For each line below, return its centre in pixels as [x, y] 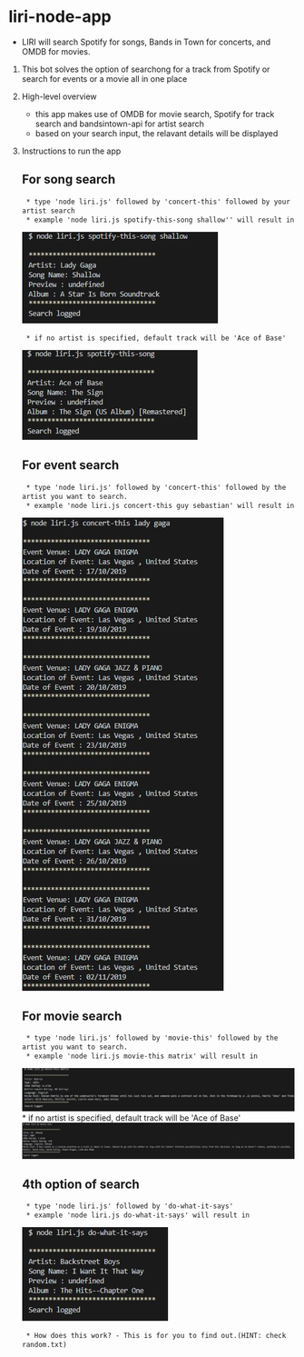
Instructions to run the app [71, 151]
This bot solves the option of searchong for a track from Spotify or [146, 69]
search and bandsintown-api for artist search [120, 124]
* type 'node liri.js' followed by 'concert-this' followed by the [156, 487]
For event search [70, 465]
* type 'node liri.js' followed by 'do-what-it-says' [130, 1206]
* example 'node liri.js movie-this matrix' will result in [142, 1056]
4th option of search [80, 1185]
